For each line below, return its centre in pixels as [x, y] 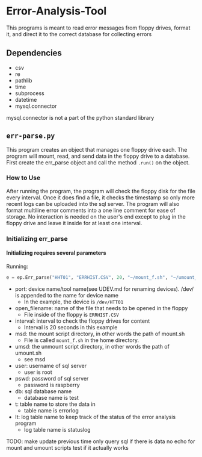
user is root [38, 372]
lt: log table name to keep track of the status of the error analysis [95, 417]
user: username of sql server [51, 365]
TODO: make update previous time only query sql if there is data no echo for [101, 441]
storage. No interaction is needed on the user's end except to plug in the [96, 216]
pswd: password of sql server [52, 378]
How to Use [23, 178]
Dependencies [34, 53]
